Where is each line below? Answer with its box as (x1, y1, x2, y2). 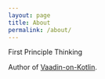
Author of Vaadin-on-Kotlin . (8, 63, 98, 72)
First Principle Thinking (8, 48, 83, 57)
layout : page (8, 11, 51, 20)
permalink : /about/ (8, 26, 72, 34)
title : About (8, 19, 51, 27)
